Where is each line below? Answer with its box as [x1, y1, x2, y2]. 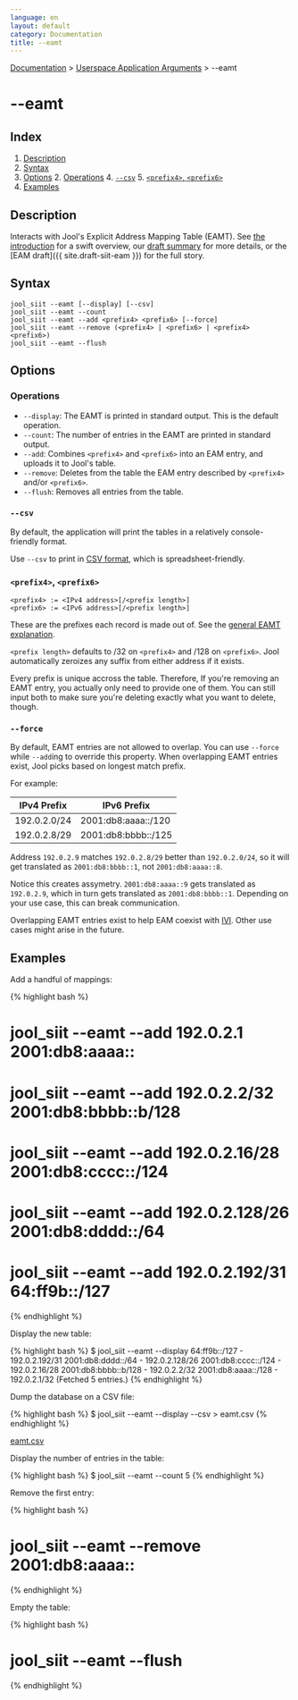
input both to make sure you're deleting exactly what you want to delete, [10, 692, 276, 703]
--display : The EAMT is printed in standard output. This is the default [22, 410, 279, 421]
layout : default [10, 21, 70, 30]
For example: [10, 778, 59, 789]
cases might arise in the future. [10, 924, 125, 935]
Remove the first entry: [10, 1487, 95, 1498]
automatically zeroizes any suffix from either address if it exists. [10, 656, 244, 667]
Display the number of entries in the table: [10, 1452, 165, 1463]
